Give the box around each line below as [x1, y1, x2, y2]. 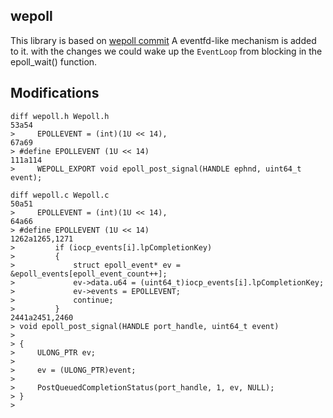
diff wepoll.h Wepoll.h [10, 111, 110, 121]
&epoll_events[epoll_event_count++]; [10, 269, 168, 279]
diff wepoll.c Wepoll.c [10, 190, 110, 200]
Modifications [10, 85, 100, 102]
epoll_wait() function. [10, 55, 98, 68]
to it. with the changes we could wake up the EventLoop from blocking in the [10, 45, 323, 57]
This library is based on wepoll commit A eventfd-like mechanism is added [10, 34, 317, 46]
